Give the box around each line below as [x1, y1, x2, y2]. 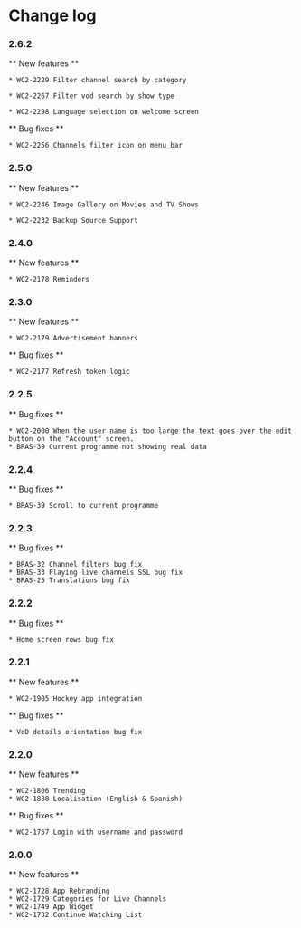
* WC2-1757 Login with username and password [8, 828, 183, 837]
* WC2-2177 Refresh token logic [8, 368, 130, 377]
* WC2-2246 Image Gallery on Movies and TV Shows [8, 200, 200, 209]
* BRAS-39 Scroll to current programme [8, 501, 159, 510]
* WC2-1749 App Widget [8, 903, 94, 912]
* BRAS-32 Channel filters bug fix [8, 560, 143, 569]
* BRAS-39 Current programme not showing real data [8, 442, 207, 451]
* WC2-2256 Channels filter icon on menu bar [8, 141, 183, 150]
